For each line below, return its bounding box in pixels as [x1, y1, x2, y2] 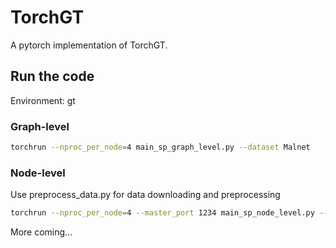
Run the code [10, 68, 95, 85]
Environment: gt [10, 94, 76, 106]
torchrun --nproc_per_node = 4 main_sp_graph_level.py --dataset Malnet [10, 142, 311, 153]
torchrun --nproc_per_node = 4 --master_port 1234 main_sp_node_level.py [10, 208, 315, 218]
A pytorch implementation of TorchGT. [10, 39, 168, 51]
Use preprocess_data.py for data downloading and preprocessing [10, 189, 281, 201]
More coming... [10, 226, 73, 238]
